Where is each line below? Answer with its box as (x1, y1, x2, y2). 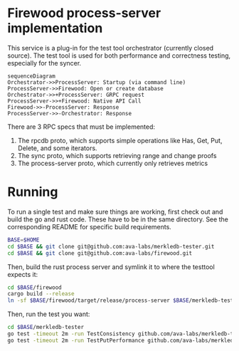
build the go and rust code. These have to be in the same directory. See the (7, 215, 229, 224)
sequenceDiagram (7, 73, 55, 80)
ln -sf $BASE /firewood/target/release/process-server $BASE (7, 297, 190, 304)
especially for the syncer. (7, 58, 82, 67)
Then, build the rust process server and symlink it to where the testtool (7, 262, 215, 271)
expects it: (7, 270, 38, 278)
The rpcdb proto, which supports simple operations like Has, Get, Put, (17, 136, 223, 145)
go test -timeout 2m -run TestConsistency (7, 330, 135, 337)
